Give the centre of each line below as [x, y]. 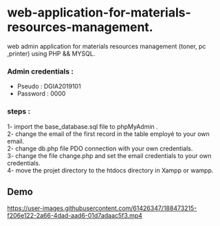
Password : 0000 [41, 93]
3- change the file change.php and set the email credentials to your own [109, 155]
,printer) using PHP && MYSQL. [51, 54]
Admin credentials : [41, 71]
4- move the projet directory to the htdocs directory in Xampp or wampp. [110, 170]
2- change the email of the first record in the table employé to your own [108, 134]
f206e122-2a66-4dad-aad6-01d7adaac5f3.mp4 [75, 216]
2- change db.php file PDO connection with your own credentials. [100, 148]
